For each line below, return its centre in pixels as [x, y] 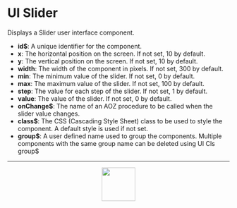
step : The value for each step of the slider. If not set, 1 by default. [113, 91]
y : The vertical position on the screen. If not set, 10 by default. [108, 61]
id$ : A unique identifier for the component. [80, 46]
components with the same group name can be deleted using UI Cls [116, 143]
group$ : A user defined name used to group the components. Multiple [120, 136]
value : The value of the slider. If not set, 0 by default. [95, 98]
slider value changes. [48, 114]
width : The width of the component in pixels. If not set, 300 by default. [120, 68]
